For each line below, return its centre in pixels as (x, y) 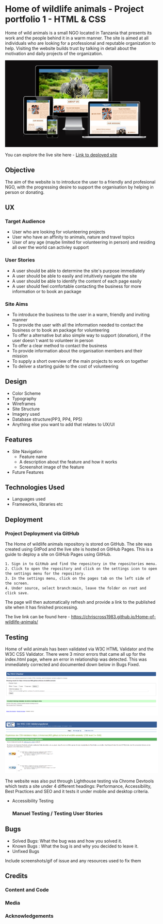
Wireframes (24, 404)
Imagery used (26, 414)
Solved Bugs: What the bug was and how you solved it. (67, 841)
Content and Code (27, 890)
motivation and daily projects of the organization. (54, 53)
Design (16, 381)
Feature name (33, 457)
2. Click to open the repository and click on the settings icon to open (81, 569)
